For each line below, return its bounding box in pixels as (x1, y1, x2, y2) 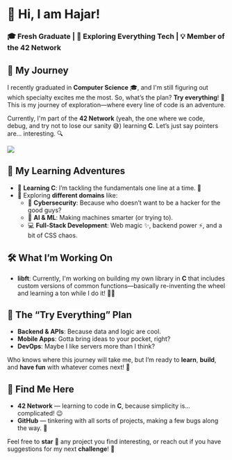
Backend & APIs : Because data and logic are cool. (17, 327, 161, 336)
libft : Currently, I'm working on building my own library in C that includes (17, 274, 226, 283)
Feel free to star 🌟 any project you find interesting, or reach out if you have (7, 438, 222, 446)
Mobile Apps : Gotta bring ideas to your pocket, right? (17, 335, 171, 343)
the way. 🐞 (17, 424, 48, 432)
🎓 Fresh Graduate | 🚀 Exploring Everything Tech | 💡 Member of (7, 31, 225, 41)
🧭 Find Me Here (7, 383, 74, 395)
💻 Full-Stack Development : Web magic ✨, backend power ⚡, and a (27, 221, 222, 229)
